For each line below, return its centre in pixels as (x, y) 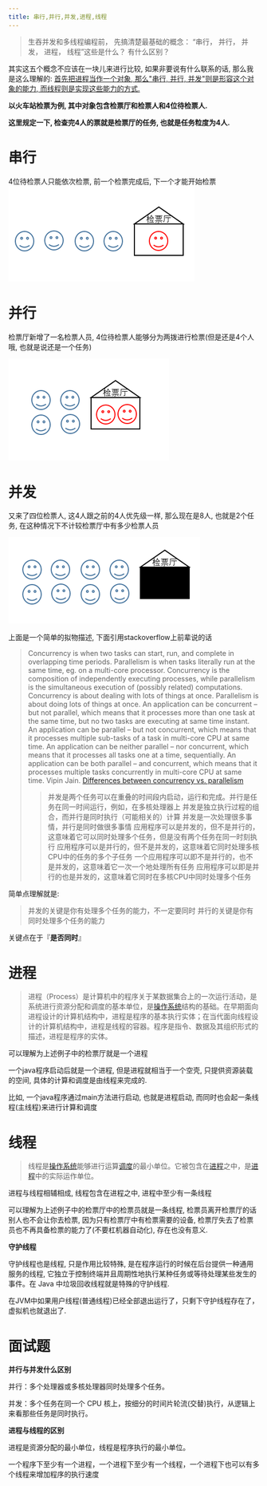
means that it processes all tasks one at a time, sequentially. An (132, 755)
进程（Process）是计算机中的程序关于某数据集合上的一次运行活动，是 (142, 997)
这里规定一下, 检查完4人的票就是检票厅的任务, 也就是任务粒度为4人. (119, 122)
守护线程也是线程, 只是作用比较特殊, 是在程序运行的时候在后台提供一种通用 (131, 1264)
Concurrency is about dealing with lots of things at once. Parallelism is (143, 696)
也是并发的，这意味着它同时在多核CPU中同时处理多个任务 (157, 877)
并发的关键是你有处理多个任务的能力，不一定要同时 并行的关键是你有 (140, 911)
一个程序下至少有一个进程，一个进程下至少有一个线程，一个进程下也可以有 (130, 1464)
